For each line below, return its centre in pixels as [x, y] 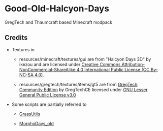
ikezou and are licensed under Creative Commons [70, 64]
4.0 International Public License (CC [113, 69]
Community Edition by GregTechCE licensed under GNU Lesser [83, 90]
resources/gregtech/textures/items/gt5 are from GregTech [78, 84]
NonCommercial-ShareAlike [47, 69]
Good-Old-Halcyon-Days [57, 9]
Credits [16, 38]
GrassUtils [30, 114]
